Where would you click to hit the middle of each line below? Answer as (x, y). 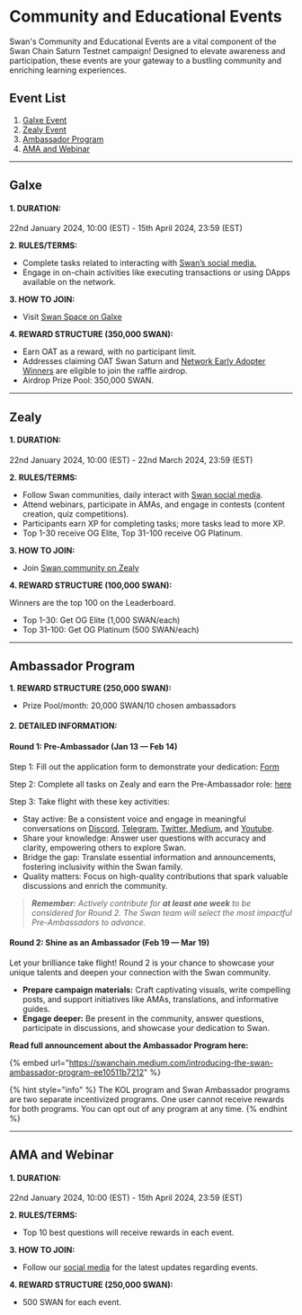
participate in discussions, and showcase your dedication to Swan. (146, 1027)
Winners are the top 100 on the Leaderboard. (93, 602)
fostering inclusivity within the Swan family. (102, 866)
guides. (36, 1008)
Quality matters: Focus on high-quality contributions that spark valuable (155, 876)
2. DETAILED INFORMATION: (63, 726)
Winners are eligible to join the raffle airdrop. (105, 371)
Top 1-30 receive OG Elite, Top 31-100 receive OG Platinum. (132, 533)
